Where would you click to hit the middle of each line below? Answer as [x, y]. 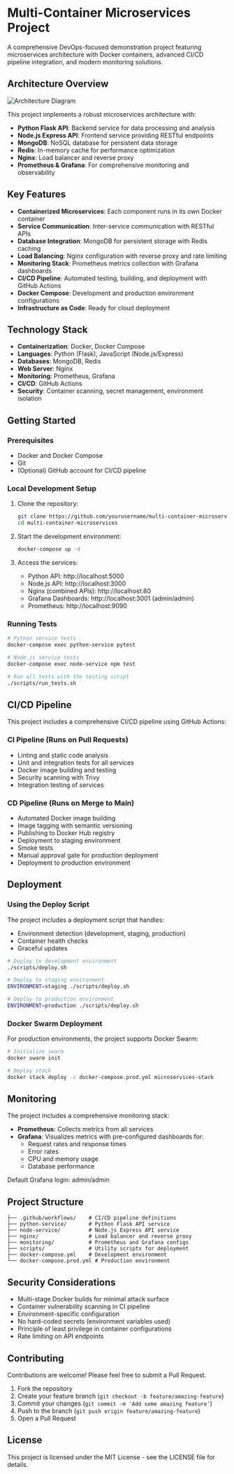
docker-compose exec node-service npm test [72, 664]
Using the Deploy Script [48, 904]
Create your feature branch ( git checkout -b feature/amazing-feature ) [120, 1396]
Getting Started [42, 420]
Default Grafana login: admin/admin [58, 1180]
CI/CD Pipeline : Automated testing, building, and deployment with [112, 278]
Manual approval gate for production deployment [88, 855]
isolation [29, 398]
